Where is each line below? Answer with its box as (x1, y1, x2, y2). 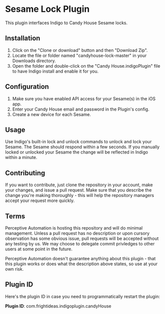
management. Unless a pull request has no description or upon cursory (5, 231, 150, 236)
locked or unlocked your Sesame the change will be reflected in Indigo (5, 149, 148, 155)
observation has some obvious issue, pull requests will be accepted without (5, 235, 159, 241)
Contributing (5, 169, 45, 177)
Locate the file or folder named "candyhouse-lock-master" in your (12, 52, 147, 58)
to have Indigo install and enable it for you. (12, 68, 99, 74)
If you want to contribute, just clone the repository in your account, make (5, 182, 153, 188)
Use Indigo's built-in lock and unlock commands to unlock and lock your (5, 139, 152, 145)
